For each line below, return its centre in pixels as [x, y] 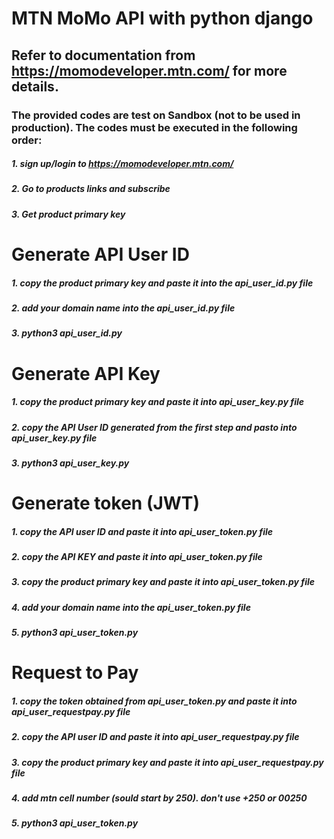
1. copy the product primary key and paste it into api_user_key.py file [158, 402]
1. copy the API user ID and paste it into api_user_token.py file [142, 531]
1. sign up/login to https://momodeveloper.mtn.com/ [122, 164]
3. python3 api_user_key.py [70, 463]
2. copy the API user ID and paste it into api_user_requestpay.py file [155, 737]
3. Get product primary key [68, 214]
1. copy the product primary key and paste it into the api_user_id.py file [162, 283]
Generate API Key [86, 373]
